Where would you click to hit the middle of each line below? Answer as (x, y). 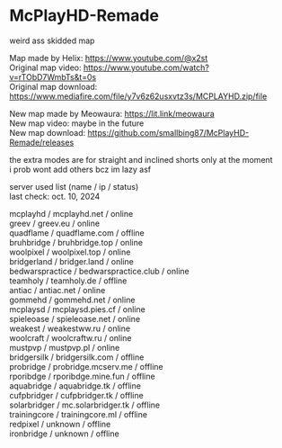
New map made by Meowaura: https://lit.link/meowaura (112, 113)
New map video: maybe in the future (77, 123)
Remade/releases (42, 142)
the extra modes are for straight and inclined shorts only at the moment (141, 159)
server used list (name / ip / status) (74, 186)
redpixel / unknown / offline (60, 424)
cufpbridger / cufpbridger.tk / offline (76, 395)
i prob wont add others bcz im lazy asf (80, 169)
